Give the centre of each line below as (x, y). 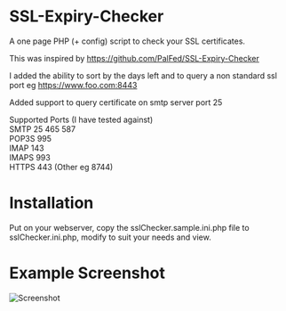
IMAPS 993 (30, 157)
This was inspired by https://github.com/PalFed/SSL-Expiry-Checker (135, 58)
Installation (52, 203)
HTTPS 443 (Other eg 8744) (61, 167)
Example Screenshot (87, 273)
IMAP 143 (27, 148)
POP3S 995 (30, 138)
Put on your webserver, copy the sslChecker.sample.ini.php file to (130, 227)
